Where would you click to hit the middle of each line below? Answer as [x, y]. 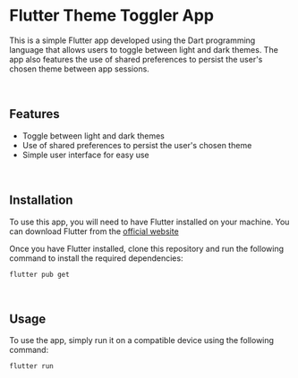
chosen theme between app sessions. [79, 69]
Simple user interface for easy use [85, 155]
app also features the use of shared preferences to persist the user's [136, 59]
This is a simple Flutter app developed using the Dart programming [132, 40]
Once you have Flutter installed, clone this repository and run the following [147, 248]
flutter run [31, 366]
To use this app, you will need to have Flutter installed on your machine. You [149, 222]
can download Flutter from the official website [94, 231]
